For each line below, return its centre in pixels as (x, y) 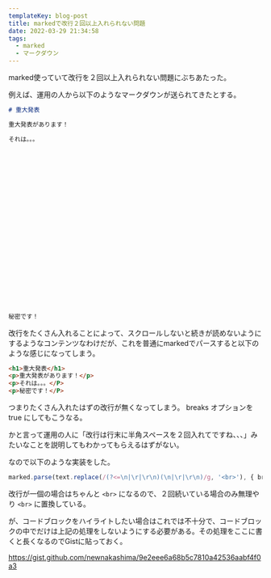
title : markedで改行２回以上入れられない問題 (77, 23)
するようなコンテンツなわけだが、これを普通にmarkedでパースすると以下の (134, 343)
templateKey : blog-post (48, 16)
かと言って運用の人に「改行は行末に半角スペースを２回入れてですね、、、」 (130, 435)
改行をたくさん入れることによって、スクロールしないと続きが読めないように (135, 333)
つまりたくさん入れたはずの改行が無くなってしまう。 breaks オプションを (131, 407)
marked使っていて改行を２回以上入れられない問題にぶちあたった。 (120, 77)
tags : (17, 38)
